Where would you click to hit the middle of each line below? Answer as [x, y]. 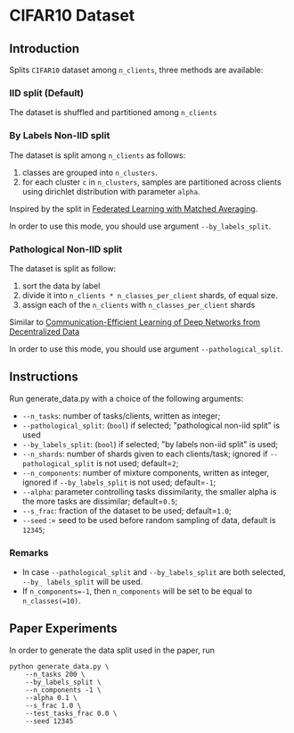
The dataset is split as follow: [63, 268]
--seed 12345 [49, 721]
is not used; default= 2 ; [138, 463]
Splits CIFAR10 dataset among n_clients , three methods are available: [136, 70]
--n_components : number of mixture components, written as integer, [146, 472]
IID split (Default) [47, 93]
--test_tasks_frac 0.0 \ [71, 713]
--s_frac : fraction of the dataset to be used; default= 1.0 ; [127, 511]
